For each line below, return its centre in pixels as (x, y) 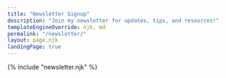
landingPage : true (34, 47)
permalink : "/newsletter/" (47, 34)
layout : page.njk (33, 40)
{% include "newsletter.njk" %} (52, 67)
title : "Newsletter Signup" (49, 14)
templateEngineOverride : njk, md (56, 27)
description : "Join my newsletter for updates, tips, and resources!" (113, 21)
